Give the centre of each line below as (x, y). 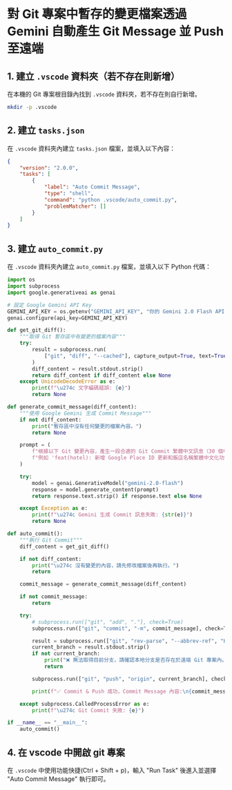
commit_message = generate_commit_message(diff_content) (103, 584)
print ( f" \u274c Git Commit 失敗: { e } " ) (88, 710)
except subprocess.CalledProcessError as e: (85, 704)
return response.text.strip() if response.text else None (117, 496)
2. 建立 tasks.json (46, 131)
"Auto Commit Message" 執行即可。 (58, 779)
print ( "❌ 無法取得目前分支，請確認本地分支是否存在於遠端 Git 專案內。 (136, 660)
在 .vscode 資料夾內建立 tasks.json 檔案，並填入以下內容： (91, 148)
